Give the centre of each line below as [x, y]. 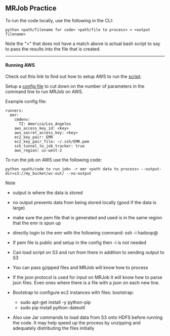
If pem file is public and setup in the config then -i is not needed [79, 243]
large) [19, 208]
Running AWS [20, 65]
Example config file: [26, 102]
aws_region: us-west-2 [38, 151]
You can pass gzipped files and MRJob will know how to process [80, 268]
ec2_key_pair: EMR [34, 137]
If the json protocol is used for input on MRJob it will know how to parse [88, 277]
